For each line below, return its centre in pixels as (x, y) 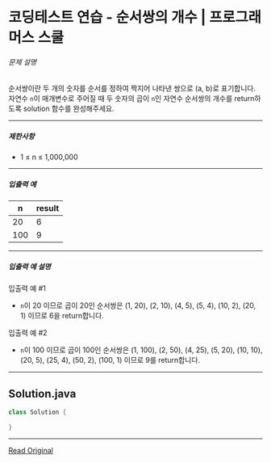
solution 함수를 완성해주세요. (69, 109)
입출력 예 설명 (29, 266)
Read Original (31, 450)
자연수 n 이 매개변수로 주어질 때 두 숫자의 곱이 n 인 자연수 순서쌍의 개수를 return (131, 99)
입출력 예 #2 (28, 333)
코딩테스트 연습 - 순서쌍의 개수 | (107, 17)
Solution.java (42, 394)
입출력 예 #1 (27, 288)
